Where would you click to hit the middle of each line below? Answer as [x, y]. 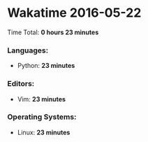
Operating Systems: [42, 117]
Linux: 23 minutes [44, 132]
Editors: [21, 84]
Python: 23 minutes [46, 66]
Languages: [28, 50]
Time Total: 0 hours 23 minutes [53, 32]
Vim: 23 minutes [42, 99]
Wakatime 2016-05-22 [74, 13]
